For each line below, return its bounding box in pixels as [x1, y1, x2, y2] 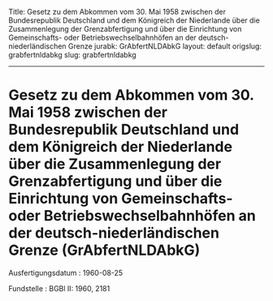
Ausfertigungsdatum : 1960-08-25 [8, 268, 123, 277]
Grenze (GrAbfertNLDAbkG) [8, 241, 201, 260]
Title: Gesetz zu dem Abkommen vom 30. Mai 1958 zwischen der [8, 7, 226, 16]
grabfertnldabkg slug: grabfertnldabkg [8, 50, 136, 59]
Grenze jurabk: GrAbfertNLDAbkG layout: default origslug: [67, 41, 262, 51]
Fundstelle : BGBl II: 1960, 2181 [8, 283, 110, 293]
